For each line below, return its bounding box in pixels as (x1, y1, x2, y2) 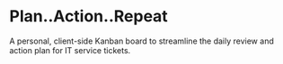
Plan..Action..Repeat (9, 6, 168, 27)
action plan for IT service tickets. (9, 44, 131, 55)
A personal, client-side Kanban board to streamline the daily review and (9, 36, 274, 46)
